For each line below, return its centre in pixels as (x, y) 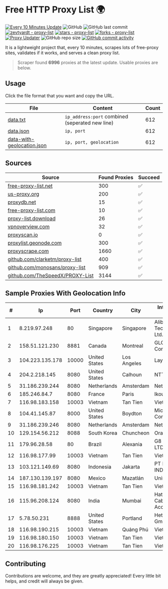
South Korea (103, 433)
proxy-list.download (32, 218)
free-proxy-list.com (32, 210)
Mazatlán (133, 478)
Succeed (149, 177)
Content (103, 108)
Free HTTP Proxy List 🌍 (55, 10)
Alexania (132, 445)
